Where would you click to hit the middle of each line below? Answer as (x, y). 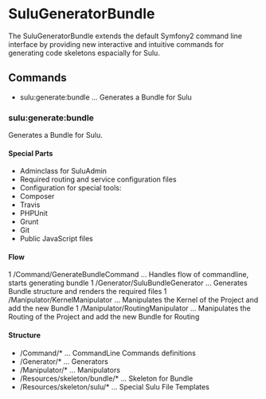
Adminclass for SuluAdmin (63, 171)
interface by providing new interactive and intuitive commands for (116, 44)
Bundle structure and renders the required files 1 (88, 291)
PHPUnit (33, 213)
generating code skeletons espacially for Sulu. (84, 53)
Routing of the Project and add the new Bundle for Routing (104, 317)
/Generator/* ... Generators (64, 361)
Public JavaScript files (56, 239)
